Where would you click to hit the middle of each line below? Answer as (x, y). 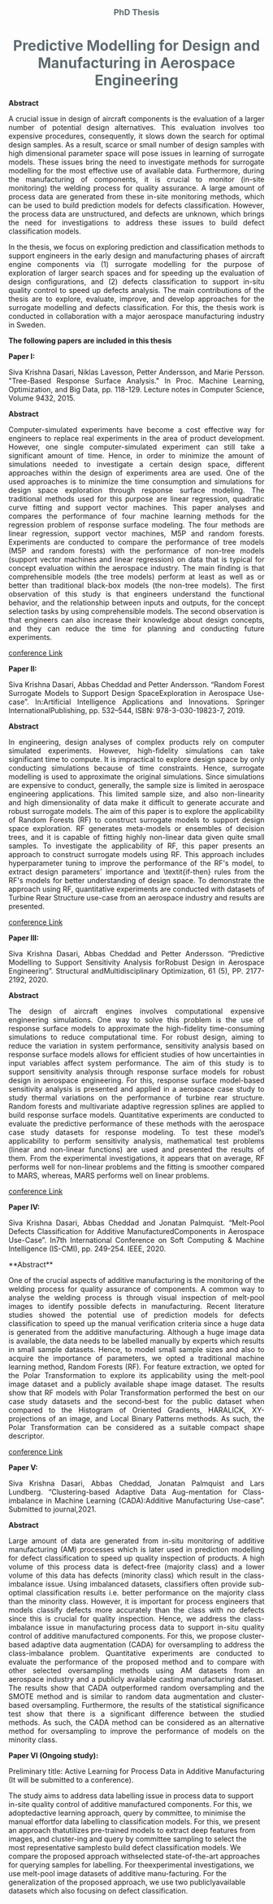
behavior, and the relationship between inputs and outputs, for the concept (136, 602)
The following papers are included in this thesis (90, 340)
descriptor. (26, 1436)
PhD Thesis (136, 12)
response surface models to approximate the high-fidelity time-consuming (136, 1028)
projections (27, 1418)
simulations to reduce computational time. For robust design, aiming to (136, 1037)
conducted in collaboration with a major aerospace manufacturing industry (136, 316)
